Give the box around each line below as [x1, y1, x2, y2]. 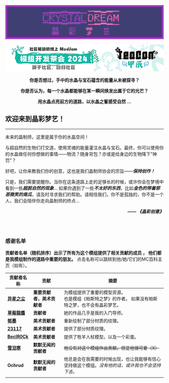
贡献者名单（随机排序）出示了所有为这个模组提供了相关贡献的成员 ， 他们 [5, 250, 157, 256]
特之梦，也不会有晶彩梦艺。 [63, 302, 122, 308]
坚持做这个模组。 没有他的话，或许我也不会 [63, 362, 152, 368]
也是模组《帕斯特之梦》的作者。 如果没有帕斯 [63, 296, 158, 302]
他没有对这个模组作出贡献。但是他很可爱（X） [63, 345, 159, 351]
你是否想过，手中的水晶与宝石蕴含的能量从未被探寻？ [29, 77, 140, 83]
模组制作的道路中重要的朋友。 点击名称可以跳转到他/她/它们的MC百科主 [14, 256, 162, 262]
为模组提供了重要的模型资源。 [63, 289, 126, 295]
